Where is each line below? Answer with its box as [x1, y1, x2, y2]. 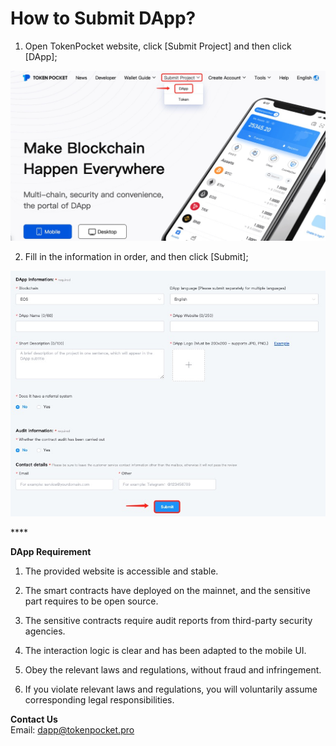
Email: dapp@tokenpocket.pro [10, 724, 135, 736]
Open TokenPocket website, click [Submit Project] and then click [24, 40, 292, 52]
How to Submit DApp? [10, 7, 197, 30]
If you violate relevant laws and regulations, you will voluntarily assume [24, 683, 318, 696]
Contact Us [10, 713, 58, 726]
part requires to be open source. [24, 595, 159, 607]
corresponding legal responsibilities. [24, 694, 175, 706]
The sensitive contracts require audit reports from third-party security [24, 615, 313, 627]
